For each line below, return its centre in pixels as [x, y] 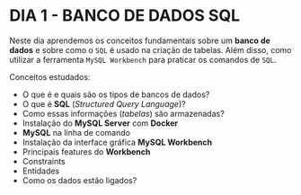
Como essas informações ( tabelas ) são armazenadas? [123, 113]
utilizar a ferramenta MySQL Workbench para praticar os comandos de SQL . [143, 59]
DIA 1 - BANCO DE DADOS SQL [125, 16]
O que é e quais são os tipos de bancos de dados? [116, 94]
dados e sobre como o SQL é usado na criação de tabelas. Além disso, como [150, 49]
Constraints [44, 161]
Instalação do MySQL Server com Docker [100, 123]
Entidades [41, 171]
